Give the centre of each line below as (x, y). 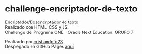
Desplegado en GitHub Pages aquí (39, 46)
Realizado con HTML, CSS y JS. (37, 27)
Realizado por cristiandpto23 (34, 41)
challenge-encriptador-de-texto (71, 9)
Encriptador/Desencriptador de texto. (42, 22)
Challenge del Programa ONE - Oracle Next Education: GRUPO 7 (69, 32)
